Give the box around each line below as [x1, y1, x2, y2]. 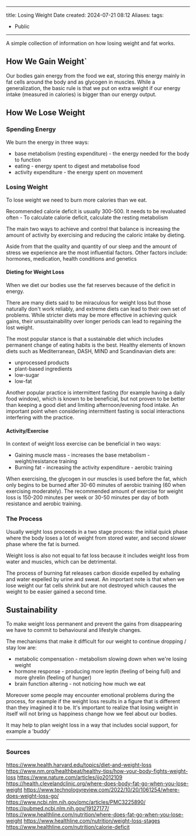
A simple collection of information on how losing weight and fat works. [6, 40, 176, 47]
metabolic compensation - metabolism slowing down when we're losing [14, 655, 187, 662]
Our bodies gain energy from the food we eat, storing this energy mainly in [6, 72, 185, 79]
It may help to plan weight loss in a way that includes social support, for [6, 721, 178, 728]
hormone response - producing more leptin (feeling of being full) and [14, 668, 181, 675]
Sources [6, 748, 30, 756]
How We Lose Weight [6, 108, 86, 118]
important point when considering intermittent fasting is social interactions [6, 407, 185, 414]
